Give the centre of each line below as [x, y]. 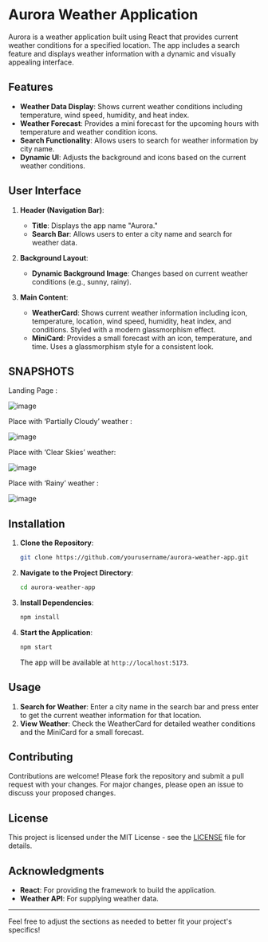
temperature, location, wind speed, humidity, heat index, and [131, 321]
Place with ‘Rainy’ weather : [53, 483]
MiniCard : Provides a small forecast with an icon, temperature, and [142, 338]
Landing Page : [33, 391]
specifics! [24, 929]
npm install [39, 617]
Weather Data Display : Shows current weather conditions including [131, 106]
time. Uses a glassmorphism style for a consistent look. [122, 346]
